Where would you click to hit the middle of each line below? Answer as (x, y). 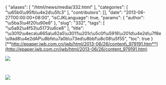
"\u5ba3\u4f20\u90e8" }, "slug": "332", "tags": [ (55, 23)
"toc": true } (141, 39)
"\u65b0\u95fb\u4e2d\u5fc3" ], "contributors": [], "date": (64, 12)
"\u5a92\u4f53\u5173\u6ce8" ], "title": (45, 28)
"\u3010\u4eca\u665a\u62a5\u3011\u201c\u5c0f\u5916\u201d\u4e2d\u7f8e (83, 33)
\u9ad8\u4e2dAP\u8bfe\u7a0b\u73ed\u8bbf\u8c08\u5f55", (67, 39)
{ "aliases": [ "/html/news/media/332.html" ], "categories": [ (67, 7)
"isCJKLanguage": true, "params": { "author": (98, 18)
